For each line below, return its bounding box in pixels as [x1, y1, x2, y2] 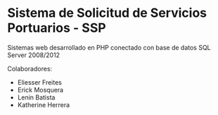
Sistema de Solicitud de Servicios [7, 5, 207, 21]
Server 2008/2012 [7, 51, 60, 59]
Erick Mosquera [17, 85, 64, 94]
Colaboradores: [7, 64, 53, 73]
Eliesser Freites [17, 78, 62, 86]
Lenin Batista [17, 93, 56, 102]
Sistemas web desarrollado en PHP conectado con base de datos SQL [7, 43, 211, 52]
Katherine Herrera [17, 100, 70, 109]
